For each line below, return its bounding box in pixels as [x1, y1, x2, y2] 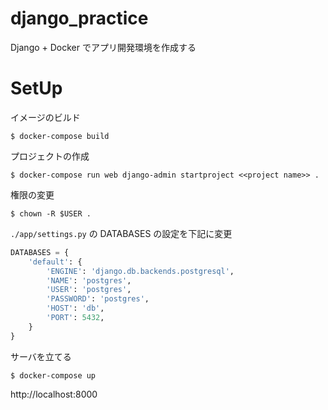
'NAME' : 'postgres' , [46, 275, 132, 286]
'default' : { [28, 257, 83, 267]
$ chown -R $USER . [10, 208, 92, 219]
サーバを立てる [10, 350, 72, 362]
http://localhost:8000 [10, 388, 98, 400]
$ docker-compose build [10, 131, 110, 141]
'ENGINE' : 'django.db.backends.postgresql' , [46, 266, 235, 276]
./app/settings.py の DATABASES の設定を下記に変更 [10, 227, 233, 239]
